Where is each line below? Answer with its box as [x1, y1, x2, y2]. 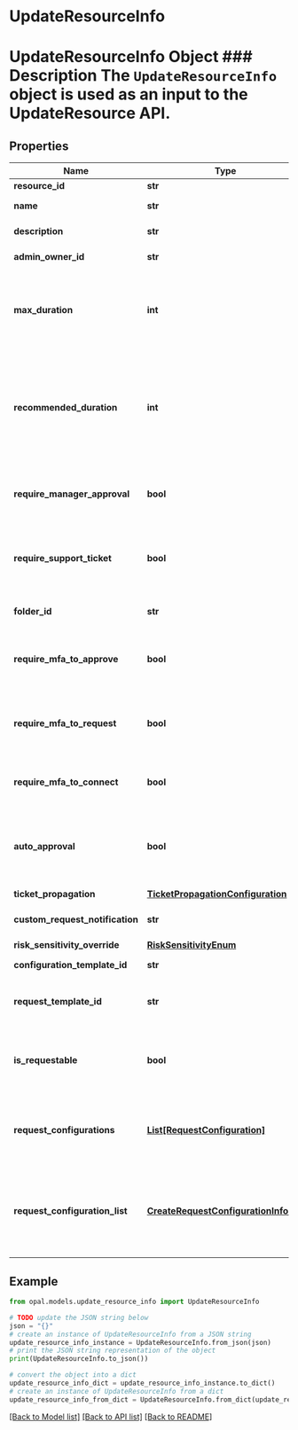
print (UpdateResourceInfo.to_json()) [9, 1355, 149, 1364]
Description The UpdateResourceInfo [9, 66, 278, 86]
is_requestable [13, 1054, 78, 1067]
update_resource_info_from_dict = [9, 1395, 137, 1404]
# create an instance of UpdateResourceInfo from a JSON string [9, 1330, 252, 1339]
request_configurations [13, 1124, 115, 1137]
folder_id [13, 606, 52, 618]
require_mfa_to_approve [13, 653, 119, 666]
